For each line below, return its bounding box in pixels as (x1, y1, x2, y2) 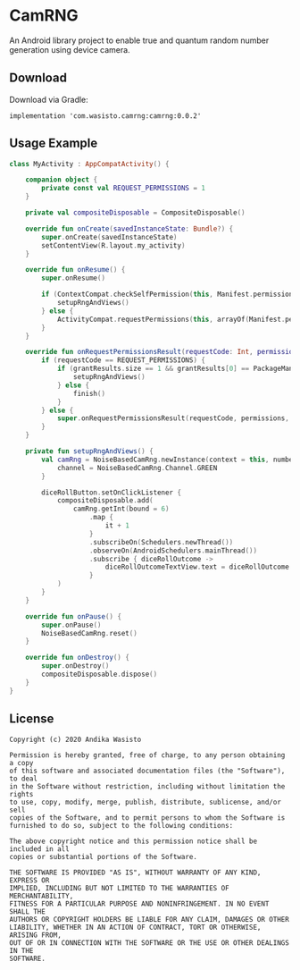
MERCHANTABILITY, (9, 891, 74, 900)
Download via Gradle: (9, 94, 89, 105)
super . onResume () (41, 274, 105, 283)
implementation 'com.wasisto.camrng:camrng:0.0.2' (9, 111, 202, 121)
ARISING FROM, (9, 931, 62, 940)
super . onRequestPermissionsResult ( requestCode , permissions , (56, 414, 290, 423)
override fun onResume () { (25, 266, 126, 274)
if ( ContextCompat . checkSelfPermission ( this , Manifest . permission (41, 290, 294, 299)
